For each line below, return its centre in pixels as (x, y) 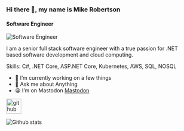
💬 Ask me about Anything (46, 84)
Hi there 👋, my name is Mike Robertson (63, 10)
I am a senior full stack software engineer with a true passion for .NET (92, 49)
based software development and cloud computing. (70, 55)
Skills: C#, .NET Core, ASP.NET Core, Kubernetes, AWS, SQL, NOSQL (91, 66)
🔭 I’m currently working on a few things (63, 78)
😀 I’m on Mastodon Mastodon (52, 91)
